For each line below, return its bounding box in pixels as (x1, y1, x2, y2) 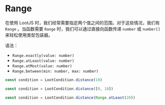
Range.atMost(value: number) (12, 63, 72, 69)
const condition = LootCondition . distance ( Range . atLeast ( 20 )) (5, 95, 135, 100)
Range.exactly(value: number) (12, 53, 75, 58)
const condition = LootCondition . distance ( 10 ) (5, 77, 102, 82)
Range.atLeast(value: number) (12, 58, 75, 63)
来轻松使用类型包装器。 (5, 32, 53, 38)
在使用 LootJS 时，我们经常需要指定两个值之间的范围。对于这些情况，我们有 (5, 20, 160, 26)
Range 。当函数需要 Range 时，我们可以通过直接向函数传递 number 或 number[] (5, 26, 161, 32)
